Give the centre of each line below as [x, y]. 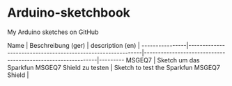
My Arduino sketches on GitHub [53, 32]
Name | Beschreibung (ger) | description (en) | [74, 45]
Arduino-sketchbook [69, 13]
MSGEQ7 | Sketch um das [163, 60]
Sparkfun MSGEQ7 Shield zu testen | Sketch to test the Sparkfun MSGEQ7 [114, 67]
